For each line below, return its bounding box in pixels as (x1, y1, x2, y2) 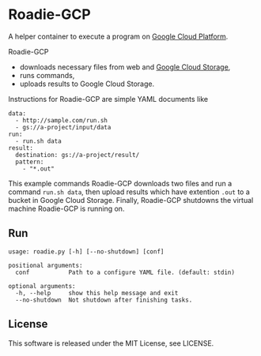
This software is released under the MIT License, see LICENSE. (8, 338, 214, 348)
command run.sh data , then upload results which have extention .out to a (8, 187, 251, 197)
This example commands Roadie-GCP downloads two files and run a (8, 178, 233, 188)
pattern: (15, 158, 44, 166)
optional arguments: (8, 282, 77, 290)
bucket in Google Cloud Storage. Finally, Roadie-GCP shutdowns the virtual (8, 195, 254, 204)
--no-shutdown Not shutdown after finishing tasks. (15, 296, 193, 304)
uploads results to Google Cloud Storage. (19, 79, 155, 88)
